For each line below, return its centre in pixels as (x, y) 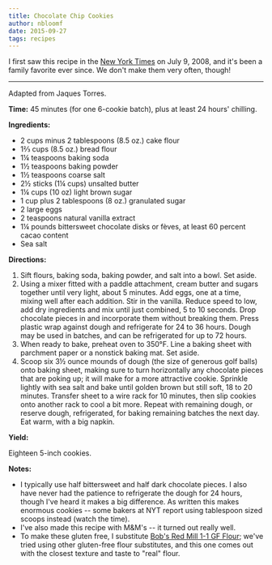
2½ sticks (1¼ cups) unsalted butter (79, 184)
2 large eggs (41, 210)
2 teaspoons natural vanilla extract (78, 218)
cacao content (44, 235)
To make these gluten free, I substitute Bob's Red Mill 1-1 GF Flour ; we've (142, 537)
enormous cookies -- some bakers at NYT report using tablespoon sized (141, 511)
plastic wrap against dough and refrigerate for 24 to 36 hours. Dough (136, 327)
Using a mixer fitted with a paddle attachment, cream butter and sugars (139, 284)
